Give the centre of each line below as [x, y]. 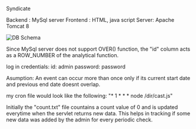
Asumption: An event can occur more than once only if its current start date [98, 78]
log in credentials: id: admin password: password [66, 67]
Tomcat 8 [18, 26]
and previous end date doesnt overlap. [53, 84]
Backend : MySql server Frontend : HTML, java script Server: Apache [90, 20]
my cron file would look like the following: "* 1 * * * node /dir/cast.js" [89, 96]
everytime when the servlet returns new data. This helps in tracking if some [98, 113]
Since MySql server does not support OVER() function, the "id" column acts [98, 49]
